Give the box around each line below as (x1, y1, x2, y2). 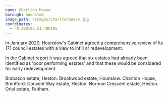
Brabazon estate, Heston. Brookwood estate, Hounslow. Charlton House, (5, 75, 156, 81)
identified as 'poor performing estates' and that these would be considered (5, 60, 161, 66)
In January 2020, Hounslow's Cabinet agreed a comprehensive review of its (5, 40, 163, 46)
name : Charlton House (5, 7, 51, 13)
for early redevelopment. (5, 66, 57, 72)
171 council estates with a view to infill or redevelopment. (5, 45, 124, 51)
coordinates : (5, 21, 33, 27)
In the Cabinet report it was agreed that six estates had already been (5, 55, 148, 61)
